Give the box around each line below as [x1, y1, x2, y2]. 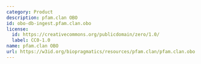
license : [6, 26, 29, 32]
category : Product [6, 9, 53, 15]
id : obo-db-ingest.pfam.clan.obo [6, 20, 92, 26]
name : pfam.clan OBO [6, 43, 59, 49]
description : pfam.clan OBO [6, 15, 78, 21]
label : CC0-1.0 [12, 37, 51, 43]
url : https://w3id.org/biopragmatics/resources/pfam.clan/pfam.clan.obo [6, 49, 196, 55]
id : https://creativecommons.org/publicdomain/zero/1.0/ [12, 32, 160, 38]
